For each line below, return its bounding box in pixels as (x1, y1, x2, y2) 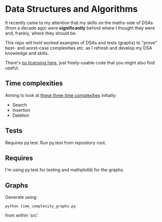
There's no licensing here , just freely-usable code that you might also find (5, 60, 155, 65)
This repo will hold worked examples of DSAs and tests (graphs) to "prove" (5, 39, 158, 45)
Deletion (12, 112, 30, 118)
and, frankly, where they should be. (5, 30, 77, 36)
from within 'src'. (5, 213, 39, 219)
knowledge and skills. (5, 50, 49, 56)
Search (12, 102, 27, 108)
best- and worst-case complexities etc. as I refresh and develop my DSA (5, 45, 153, 51)
